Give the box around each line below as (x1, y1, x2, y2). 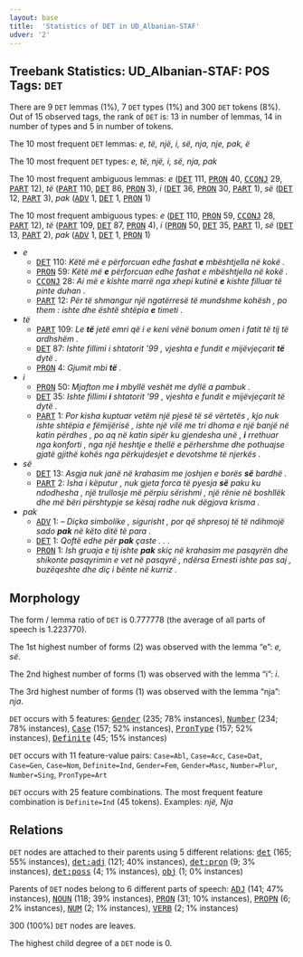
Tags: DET (9, 78, 63, 93)
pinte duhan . (35, 286, 86, 297)
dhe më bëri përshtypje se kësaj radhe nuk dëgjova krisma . (35, 497, 260, 507)
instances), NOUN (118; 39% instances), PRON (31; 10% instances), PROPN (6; (9, 893, 291, 904)
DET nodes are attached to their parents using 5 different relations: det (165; (9, 847, 292, 858)
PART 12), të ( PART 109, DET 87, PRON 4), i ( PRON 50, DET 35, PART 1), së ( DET (9, 220, 294, 231)
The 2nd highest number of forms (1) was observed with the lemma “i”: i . (9, 668, 280, 679)
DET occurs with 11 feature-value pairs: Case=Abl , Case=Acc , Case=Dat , (9, 750, 262, 761)
